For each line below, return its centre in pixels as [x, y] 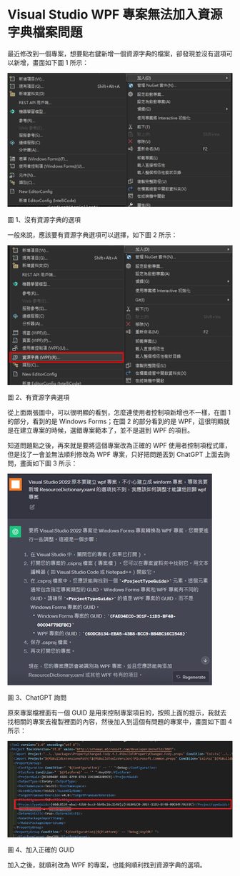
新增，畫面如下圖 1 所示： [51, 62]
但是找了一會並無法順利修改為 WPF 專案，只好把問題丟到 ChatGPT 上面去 [116, 455]
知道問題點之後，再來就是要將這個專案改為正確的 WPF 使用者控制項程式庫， [119, 445]
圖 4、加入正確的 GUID [41, 850]
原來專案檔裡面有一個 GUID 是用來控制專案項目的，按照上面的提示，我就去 [117, 713]
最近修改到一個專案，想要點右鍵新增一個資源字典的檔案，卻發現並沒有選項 [117, 54]
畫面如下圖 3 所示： [49, 463]
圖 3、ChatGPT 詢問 [37, 698]
